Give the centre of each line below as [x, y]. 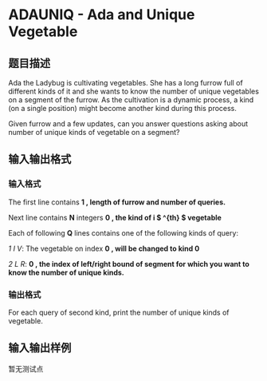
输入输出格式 [40, 159]
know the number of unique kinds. [67, 272]
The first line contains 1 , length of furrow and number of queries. [117, 202]
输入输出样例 [40, 348]
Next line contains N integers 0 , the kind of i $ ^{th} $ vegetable [115, 217]
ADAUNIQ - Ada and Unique [102, 15]
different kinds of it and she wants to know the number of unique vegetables [133, 91]
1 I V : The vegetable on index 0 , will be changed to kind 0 [104, 248]
